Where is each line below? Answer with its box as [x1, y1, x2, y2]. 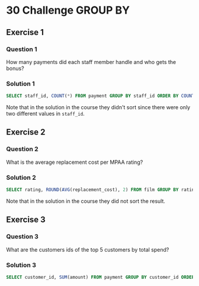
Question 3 [6, 233, 38, 241]
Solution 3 [6, 260, 37, 269]
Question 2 [6, 145, 38, 153]
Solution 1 [6, 80, 35, 88]
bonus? [6, 65, 25, 72]
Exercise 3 [6, 215, 46, 225]
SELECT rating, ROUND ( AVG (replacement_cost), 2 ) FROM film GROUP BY [6, 187, 179, 193]
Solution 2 [6, 173, 37, 182]
